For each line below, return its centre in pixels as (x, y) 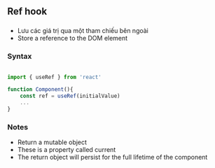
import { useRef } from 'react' (54, 77)
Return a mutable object (52, 142)
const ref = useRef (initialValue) (70, 96)
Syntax (20, 57)
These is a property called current (67, 150)
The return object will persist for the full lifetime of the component (112, 157)
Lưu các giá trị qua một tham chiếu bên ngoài (83, 31)
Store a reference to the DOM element (72, 38)
